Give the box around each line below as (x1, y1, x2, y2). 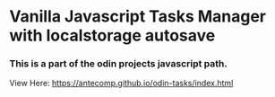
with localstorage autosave (9, 25, 216, 46)
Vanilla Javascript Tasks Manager (9, 6, 267, 27)
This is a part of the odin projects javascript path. (9, 57, 228, 70)
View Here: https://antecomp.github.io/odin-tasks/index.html (9, 78, 234, 89)
